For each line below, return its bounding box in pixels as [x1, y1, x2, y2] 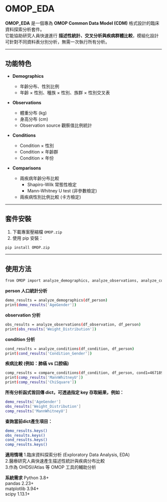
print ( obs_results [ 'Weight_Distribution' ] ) [5, 327, 97, 332]
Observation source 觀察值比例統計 [19, 122, 92, 128]
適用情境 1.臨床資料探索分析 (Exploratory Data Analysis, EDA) [5, 452, 130, 458]
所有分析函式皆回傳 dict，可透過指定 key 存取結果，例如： [5, 389, 124, 395]
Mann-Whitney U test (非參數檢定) [27, 187, 97, 193]
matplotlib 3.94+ [5, 486, 39, 492]
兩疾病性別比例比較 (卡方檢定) [19, 194, 81, 200]
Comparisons [12, 165, 41, 171]
